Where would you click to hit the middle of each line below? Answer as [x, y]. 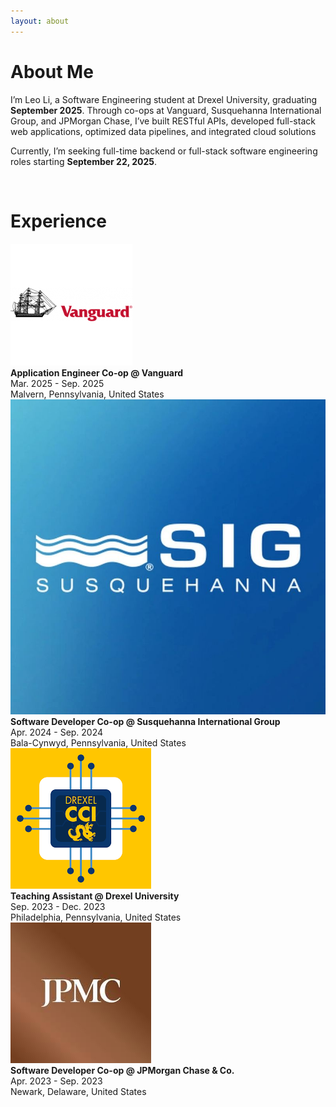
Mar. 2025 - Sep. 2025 [57, 383]
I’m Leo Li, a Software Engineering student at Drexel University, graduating [164, 99]
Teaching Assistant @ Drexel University [95, 896]
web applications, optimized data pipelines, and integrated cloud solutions [163, 131]
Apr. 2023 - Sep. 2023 [56, 1081]
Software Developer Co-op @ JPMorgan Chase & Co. [122, 1070]
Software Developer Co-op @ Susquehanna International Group [145, 721]
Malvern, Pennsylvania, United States [87, 394]
